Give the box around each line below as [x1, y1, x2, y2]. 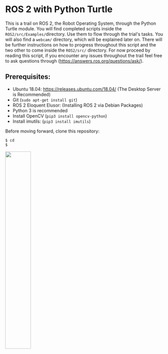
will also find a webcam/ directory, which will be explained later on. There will [5, 36, 162, 42]
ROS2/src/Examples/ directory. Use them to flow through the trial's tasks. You [5, 31, 163, 37]
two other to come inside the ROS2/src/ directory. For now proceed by [5, 47, 150, 53]
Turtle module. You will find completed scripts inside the [5, 25, 122, 31]
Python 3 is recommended [12, 107, 68, 113]
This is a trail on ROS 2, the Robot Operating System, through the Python [5, 20, 156, 26]
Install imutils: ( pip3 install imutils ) [12, 118, 91, 124]
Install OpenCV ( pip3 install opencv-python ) [12, 113, 107, 119]
